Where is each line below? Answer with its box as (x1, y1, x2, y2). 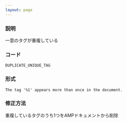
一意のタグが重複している (5, 37, 58, 43)
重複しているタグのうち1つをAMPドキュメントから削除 (5, 112, 118, 118)
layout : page (5, 7, 33, 13)
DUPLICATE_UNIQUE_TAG (5, 63, 51, 68)
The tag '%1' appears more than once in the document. (5, 87, 123, 92)
